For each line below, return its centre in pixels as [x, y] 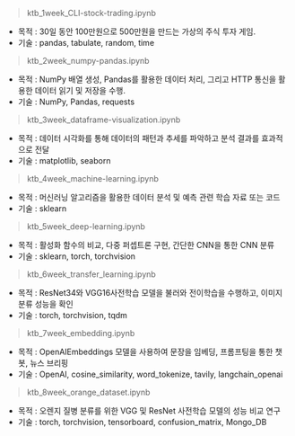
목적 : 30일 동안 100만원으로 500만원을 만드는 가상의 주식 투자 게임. [137, 31]
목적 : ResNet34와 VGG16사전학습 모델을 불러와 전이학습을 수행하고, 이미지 [150, 293]
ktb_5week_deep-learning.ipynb [86, 227]
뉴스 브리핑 [49, 363]
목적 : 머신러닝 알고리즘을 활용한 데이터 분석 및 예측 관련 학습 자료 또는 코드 [149, 197]
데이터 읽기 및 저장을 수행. [80, 90]
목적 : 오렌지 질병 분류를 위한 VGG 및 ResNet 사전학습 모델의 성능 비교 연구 [149, 411]
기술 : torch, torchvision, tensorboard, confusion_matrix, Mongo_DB [142, 422]
